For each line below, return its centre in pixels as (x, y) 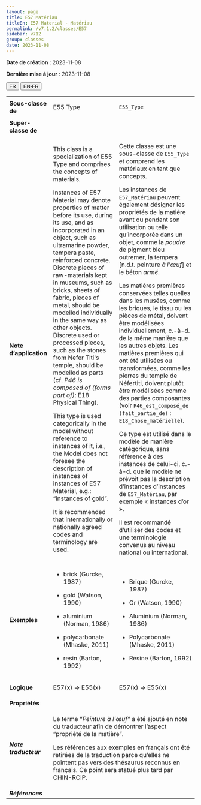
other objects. (72, 328)
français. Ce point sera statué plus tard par (113, 770)
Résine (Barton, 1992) (160, 658)
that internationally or (83, 519)
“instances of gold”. (81, 498)
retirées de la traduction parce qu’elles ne (111, 755)
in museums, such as (83, 283)
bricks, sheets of (77, 290)
